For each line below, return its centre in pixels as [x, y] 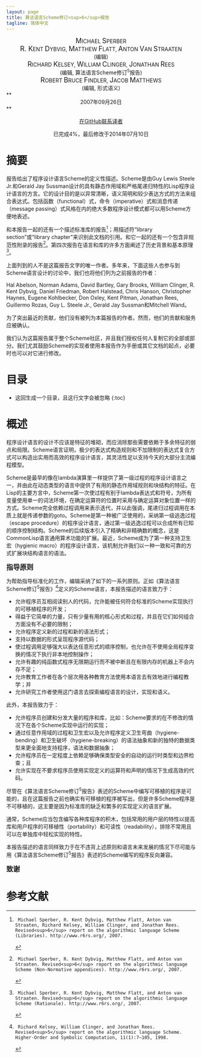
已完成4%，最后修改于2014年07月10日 [101, 134]
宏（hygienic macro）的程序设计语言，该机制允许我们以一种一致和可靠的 [96, 545]
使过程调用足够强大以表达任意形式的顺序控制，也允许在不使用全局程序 [102, 647]
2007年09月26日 [101, 102]
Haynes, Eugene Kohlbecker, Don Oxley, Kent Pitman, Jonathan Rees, [92, 298]
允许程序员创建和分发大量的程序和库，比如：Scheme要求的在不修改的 [101, 718]
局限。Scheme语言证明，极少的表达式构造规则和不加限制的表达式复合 [103, 450]
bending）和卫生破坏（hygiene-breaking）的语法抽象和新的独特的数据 [103, 741]
